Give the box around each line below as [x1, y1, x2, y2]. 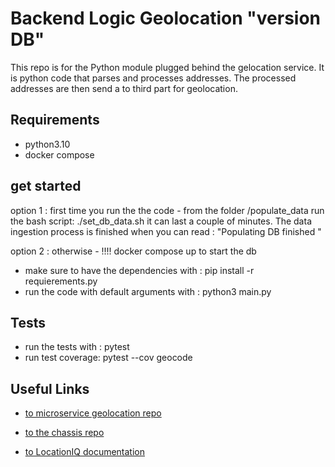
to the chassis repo [24, 427, 105, 439]
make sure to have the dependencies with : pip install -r [24, 264, 255, 276]
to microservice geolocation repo [24, 407, 162, 419]
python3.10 [24, 138, 71, 150]
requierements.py [24, 275, 98, 287]
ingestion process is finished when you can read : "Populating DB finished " [10, 225, 322, 237]
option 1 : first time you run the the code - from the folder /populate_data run [10, 204, 325, 216]
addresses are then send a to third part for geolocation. [10, 82, 238, 94]
